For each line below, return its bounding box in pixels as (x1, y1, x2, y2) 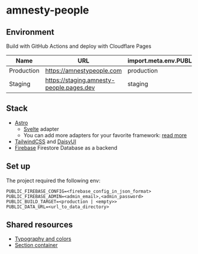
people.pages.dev (45, 84, 95, 91)
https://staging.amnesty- (45, 76, 115, 84)
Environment (6, 27, 55, 37)
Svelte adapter (23, 125, 60, 133)
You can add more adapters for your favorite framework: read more (23, 131, 187, 138)
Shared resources (6, 220, 73, 230)
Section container (14, 242, 58, 249)
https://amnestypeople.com (45, 67, 122, 74)
